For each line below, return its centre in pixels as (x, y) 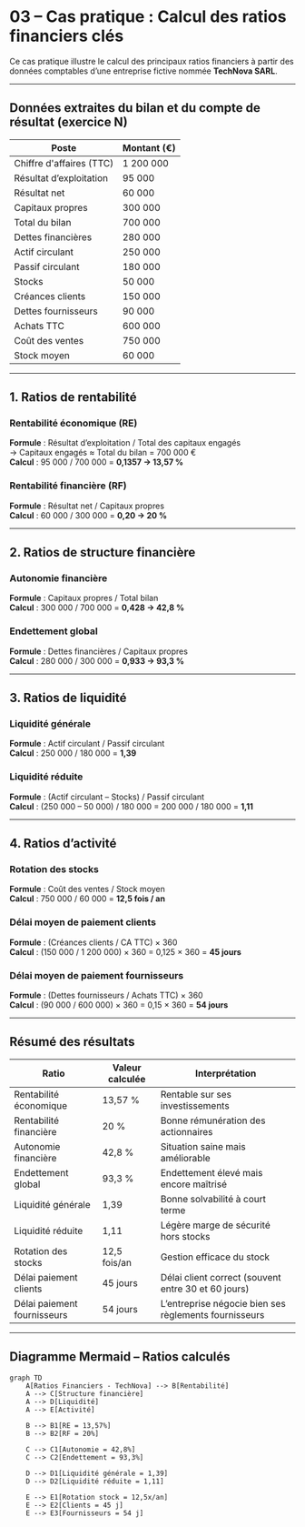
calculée (127, 1079)
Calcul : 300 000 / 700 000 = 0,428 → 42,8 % (97, 608)
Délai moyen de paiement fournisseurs (97, 975)
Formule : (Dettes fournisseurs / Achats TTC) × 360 (106, 995)
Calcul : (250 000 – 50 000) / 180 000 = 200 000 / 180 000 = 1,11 (132, 806)
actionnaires (187, 1131)
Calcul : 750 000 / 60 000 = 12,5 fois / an (88, 899)
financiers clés (67, 36)
